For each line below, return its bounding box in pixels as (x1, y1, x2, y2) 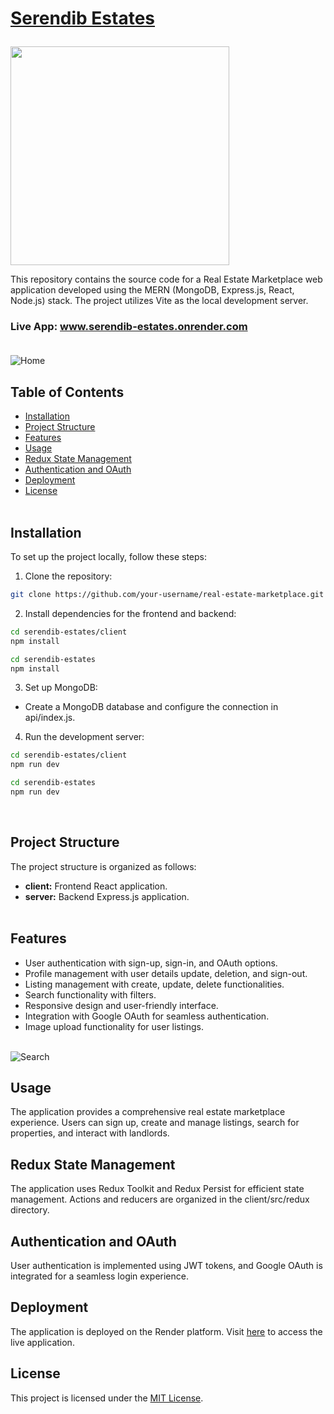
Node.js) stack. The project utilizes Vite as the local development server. (10, 295, 309, 307)
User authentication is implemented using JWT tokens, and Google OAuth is (10, 1260, 323, 1272)
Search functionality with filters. (24, 988, 157, 1001)
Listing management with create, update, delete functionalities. (24, 978, 285, 990)
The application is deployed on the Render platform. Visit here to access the (10, 1325, 323, 1337)
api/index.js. (24, 712, 76, 724)
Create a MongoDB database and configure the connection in (24, 701, 279, 713)
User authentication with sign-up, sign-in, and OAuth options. (24, 957, 278, 969)
